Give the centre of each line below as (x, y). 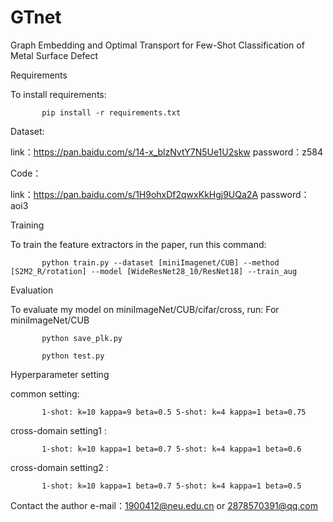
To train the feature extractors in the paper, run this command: (138, 244)
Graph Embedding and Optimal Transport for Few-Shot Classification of (157, 45)
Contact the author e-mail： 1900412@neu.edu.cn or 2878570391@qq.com (164, 505)
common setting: (45, 393)
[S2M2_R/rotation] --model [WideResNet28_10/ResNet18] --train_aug (154, 271)
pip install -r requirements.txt (111, 112)
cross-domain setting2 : (59, 467)
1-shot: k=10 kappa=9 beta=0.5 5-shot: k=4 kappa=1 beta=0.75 (174, 412)
